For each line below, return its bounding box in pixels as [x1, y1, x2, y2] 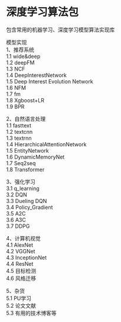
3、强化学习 [6, 178, 35, 185]
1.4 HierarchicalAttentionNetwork [6, 140, 87, 148]
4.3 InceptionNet [6, 254, 47, 261]
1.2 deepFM [6, 59, 35, 66]
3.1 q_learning [6, 185, 40, 192]
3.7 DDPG [6, 223, 30, 230]
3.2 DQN [6, 191, 28, 198]
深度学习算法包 [6, 5, 79, 19]
